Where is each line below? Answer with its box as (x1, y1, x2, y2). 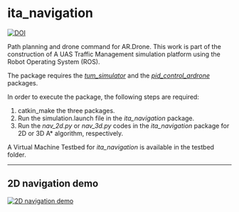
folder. (7, 150, 26, 159)
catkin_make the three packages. (17, 106, 115, 115)
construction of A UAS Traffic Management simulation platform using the (7, 50, 221, 58)
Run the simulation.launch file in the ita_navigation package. (17, 114, 195, 122)
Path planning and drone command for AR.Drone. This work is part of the (7, 42, 222, 51)
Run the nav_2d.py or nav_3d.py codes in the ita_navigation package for (17, 121, 230, 129)
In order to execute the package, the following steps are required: (7, 92, 199, 101)
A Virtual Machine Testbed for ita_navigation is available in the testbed (7, 142, 215, 151)
